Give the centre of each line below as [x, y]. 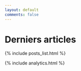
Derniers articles [40, 40]
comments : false [22, 15]
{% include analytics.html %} [35, 63]
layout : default [22, 10]
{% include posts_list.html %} [35, 53]
